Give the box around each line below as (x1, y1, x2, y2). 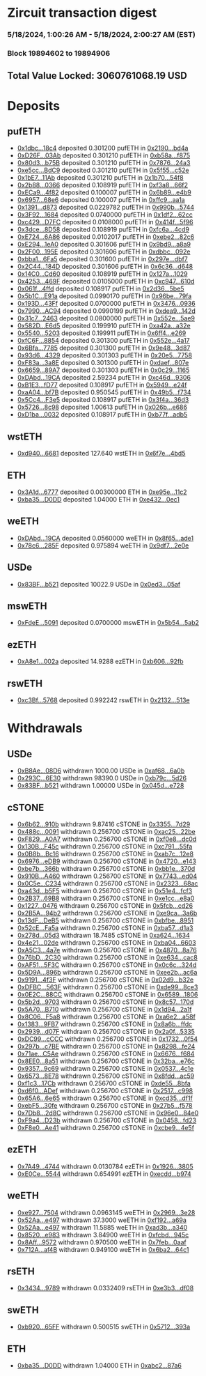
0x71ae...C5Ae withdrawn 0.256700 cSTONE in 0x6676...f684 (17, 1049, 195, 1058)
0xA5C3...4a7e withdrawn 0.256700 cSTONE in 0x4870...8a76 (17, 945, 197, 954)
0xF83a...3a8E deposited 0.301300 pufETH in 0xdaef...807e (17, 359, 189, 367)
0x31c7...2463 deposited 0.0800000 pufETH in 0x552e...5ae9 (17, 314, 195, 323)
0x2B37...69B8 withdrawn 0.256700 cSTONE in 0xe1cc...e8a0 (17, 894, 195, 902)
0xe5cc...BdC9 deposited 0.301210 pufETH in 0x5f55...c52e (17, 166, 189, 175)
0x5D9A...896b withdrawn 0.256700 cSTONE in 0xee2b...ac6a (17, 968, 198, 976)
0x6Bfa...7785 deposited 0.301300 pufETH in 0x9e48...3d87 (17, 343, 191, 353)
